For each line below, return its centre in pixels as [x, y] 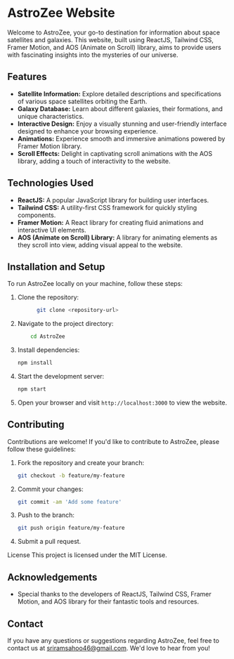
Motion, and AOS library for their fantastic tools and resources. [108, 601]
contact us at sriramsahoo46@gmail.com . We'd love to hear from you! [109, 648]
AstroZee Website [61, 13]
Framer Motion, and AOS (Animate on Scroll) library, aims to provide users [114, 47]
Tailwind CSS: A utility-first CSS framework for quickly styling [107, 207]
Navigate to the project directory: [65, 324]
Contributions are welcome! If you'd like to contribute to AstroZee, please [113, 441]
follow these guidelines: [41, 449]
